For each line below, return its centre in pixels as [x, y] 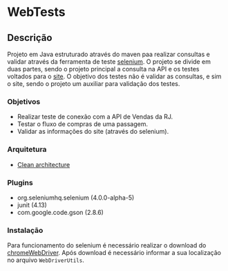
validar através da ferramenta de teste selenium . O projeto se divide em [109, 62]
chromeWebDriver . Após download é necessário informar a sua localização [114, 253]
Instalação [25, 230]
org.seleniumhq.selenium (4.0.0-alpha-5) [76, 198]
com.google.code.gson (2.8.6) [60, 212]
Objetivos [24, 101]
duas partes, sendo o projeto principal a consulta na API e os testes [103, 69]
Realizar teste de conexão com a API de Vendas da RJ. [95, 117]
